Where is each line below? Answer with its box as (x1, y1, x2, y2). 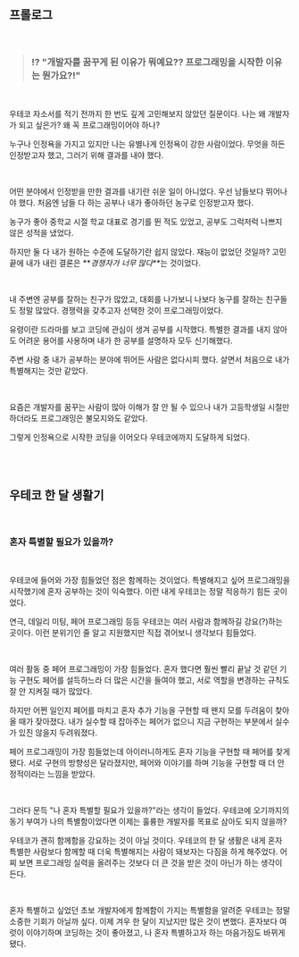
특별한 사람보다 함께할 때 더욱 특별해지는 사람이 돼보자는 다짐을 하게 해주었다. (9, 846, 278, 857)
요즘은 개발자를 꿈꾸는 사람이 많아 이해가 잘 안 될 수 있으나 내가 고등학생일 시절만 (9, 402, 290, 413)
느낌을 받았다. (47, 768, 96, 779)
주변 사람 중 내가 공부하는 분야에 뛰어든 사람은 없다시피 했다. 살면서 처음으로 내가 (9, 355, 290, 365)
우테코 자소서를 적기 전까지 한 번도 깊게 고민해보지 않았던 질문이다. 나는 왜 (9, 109, 266, 120)
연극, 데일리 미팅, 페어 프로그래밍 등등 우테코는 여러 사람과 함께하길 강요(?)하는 (9, 617, 283, 627)
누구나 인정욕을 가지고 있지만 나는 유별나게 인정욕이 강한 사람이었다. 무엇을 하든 (9, 139, 286, 149)
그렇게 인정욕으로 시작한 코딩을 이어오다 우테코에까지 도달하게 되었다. (9, 432, 250, 443)
